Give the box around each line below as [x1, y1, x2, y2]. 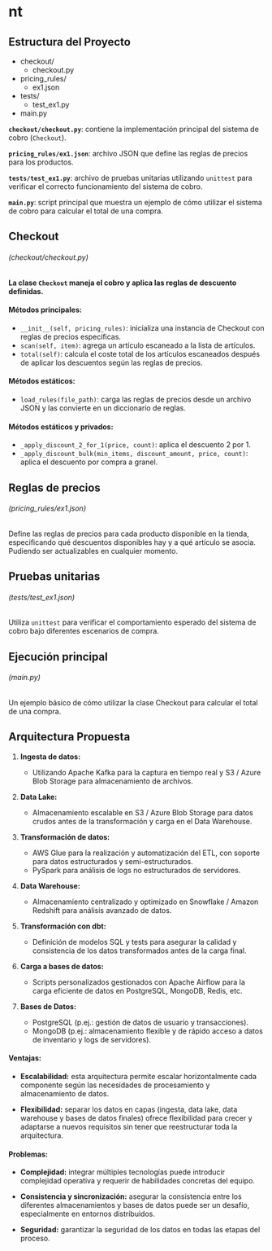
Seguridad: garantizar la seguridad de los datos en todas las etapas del [19, 1225, 261, 1235]
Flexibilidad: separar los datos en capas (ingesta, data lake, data [19, 1104, 238, 1114]
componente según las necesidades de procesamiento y [19, 1080, 210, 1090]
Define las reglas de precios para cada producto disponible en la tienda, [8, 529, 249, 538]
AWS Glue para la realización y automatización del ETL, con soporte [32, 848, 261, 858]
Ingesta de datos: [19, 752, 81, 762]
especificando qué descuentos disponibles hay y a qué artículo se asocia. [8, 537, 256, 547]
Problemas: [8, 1149, 49, 1159]
